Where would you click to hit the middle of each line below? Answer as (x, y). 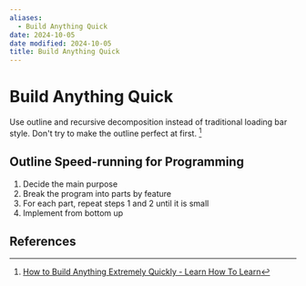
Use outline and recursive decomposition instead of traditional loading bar (148, 122)
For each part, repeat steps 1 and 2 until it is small (116, 203)
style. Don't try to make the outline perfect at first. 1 (106, 133)
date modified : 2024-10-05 (61, 43)
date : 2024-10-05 (42, 35)
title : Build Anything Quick (65, 52)
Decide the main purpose (70, 184)
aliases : (26, 18)
